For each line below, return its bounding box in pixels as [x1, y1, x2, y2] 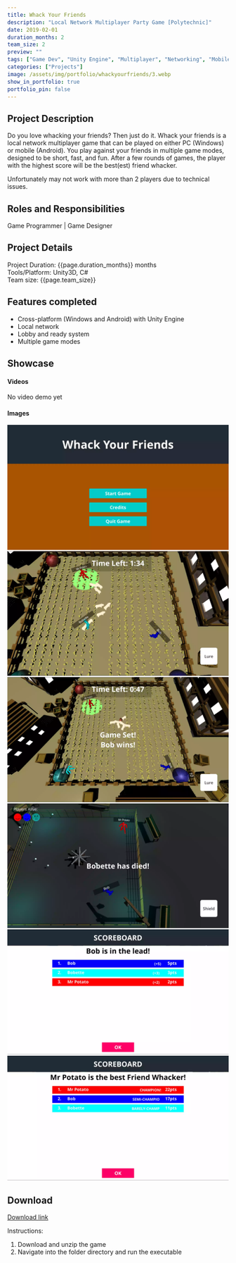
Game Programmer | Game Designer [7, 222, 113, 230]
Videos [7, 377, 29, 385]
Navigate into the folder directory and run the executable [17, 1248, 183, 1257]
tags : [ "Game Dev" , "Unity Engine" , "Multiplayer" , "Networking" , [7, 56, 206, 63]
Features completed [7, 296, 97, 308]
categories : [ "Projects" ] [7, 63, 83, 70]
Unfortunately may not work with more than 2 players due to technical [7, 175, 210, 183]
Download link [7, 1213, 49, 1221]
